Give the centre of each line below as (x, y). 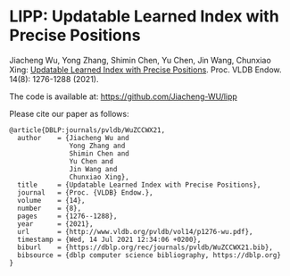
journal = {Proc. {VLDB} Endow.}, (85, 192)
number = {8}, (50, 208)
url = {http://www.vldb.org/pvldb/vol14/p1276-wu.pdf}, (135, 231)
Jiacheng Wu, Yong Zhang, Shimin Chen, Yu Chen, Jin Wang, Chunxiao (141, 60)
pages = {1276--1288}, (67, 216)
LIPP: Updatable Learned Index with (144, 17)
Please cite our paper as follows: (69, 113)
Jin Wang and (93, 169)
